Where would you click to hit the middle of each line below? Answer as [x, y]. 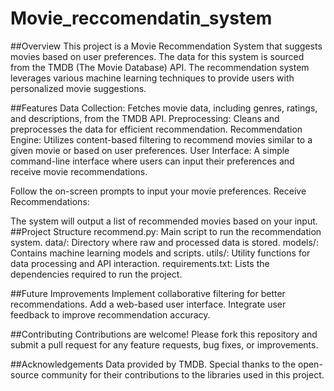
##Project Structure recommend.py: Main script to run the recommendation [166, 231]
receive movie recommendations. [79, 171]
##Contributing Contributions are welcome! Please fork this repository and [164, 334]
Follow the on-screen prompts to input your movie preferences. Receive [158, 191]
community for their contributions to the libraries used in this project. [183, 374]
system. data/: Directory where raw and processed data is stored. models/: [164, 242]
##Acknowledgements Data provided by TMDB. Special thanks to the [153, 364]
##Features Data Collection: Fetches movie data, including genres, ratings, [164, 108]
